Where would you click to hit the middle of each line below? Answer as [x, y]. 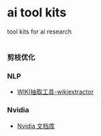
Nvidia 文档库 [36, 126]
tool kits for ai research [40, 31]
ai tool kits [37, 13]
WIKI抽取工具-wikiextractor [55, 92]
